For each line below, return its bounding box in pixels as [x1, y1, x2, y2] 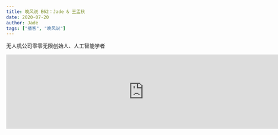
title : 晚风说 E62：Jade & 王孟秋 [6, 8, 86, 15]
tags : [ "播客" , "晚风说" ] [6, 25, 66, 32]
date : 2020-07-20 [6, 14, 49, 20]
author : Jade [6, 20, 39, 26]
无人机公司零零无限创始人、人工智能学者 [6, 42, 105, 49]
